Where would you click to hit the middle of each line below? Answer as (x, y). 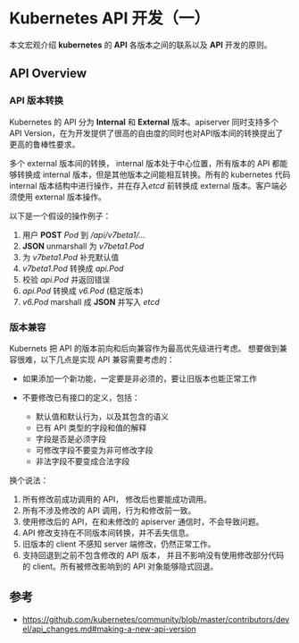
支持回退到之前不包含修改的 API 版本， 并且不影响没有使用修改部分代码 (153, 554)
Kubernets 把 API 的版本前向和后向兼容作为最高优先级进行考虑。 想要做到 (144, 348)
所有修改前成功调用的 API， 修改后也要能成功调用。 (117, 499)
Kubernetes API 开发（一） (110, 18)
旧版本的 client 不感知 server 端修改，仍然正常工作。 (119, 544)
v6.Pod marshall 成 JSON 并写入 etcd (91, 301)
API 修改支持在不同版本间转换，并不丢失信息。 (108, 532)
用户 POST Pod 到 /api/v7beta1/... (83, 234)
